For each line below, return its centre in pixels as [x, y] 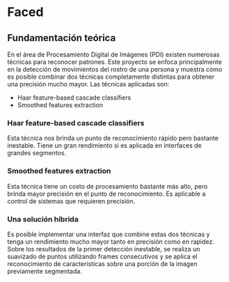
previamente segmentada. [45, 271]
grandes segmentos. [37, 153]
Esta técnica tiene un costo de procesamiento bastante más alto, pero [108, 186]
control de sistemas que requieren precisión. [71, 201]
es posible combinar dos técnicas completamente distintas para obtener [111, 77]
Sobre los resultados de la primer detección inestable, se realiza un [104, 249]
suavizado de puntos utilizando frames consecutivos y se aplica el [102, 256]
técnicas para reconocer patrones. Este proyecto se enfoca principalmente [115, 62]
